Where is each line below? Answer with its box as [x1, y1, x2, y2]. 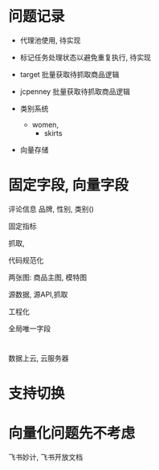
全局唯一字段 [8, 323, 51, 333]
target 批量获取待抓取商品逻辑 [19, 69, 120, 79]
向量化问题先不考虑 [8, 424, 136, 443]
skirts [43, 128, 63, 137]
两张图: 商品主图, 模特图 [8, 272, 87, 282]
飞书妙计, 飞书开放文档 [8, 452, 83, 462]
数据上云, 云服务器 [8, 354, 69, 363]
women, [31, 120, 59, 129]
